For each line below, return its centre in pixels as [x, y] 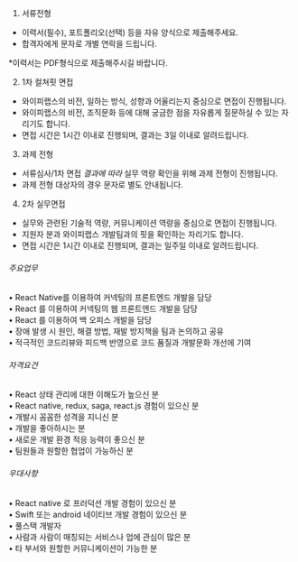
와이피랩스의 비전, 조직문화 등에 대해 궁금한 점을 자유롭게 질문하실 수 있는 [150, 112]
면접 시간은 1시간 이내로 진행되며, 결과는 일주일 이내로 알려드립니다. [140, 245]
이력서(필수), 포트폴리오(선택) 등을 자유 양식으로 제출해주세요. [130, 32]
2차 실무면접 [43, 204]
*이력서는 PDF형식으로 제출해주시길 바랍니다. [88, 63]
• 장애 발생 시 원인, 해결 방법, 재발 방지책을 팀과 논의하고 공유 [116, 331]
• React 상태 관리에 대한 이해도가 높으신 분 [84, 394]
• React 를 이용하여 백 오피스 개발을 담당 [80, 320]
